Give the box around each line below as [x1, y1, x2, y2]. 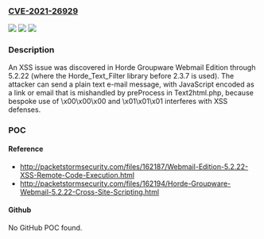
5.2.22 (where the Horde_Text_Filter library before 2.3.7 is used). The [8, 71, 235, 80]
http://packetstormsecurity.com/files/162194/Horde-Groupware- [19, 179, 231, 188]
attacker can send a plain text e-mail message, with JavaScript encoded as [8, 79, 254, 89]
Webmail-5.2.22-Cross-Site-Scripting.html [19, 187, 160, 196]
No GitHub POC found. [8, 222, 83, 232]
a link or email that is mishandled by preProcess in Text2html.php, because [8, 87, 254, 97]
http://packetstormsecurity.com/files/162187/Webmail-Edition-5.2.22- [19, 161, 249, 172]
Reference [8, 145, 44, 154]
